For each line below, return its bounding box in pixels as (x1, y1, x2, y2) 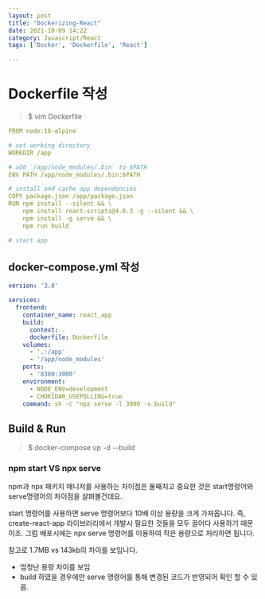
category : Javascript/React (8, 33, 102, 42)
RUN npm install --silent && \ (8, 200, 112, 208)
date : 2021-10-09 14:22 (8, 26, 88, 34)
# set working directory (8, 141, 91, 150)
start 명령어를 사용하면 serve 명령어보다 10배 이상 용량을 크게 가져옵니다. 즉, (8, 508, 246, 518)
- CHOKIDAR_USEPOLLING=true (29, 392, 123, 400)
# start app (8, 236, 48, 244)
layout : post (8, 11, 52, 20)
